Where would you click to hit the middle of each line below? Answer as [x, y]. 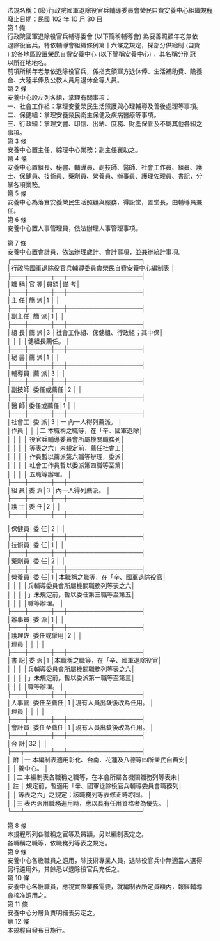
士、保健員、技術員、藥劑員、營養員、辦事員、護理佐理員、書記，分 [105, 176]
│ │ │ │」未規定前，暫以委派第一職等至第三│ [71, 678]
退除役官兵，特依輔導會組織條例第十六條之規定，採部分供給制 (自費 [104, 45]
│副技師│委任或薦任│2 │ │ [45, 390]
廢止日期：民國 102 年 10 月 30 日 [55, 19]
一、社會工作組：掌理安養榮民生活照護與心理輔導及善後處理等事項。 [105, 106]
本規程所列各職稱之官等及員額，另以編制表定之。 [77, 834]
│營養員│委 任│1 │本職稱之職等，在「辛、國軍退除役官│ [87, 577]
